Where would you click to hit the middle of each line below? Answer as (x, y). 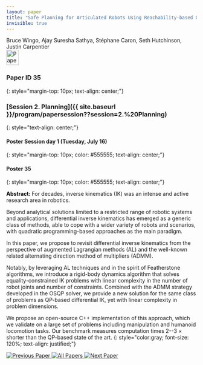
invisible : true (27, 23)
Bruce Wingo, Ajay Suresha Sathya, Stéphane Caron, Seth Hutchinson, (94, 41)
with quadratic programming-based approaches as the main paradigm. (95, 232)
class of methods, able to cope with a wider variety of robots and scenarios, (101, 225)
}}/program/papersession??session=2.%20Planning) (87, 114)
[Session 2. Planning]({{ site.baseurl (61, 107)
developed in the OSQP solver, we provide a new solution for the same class (101, 293)
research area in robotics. (38, 200)
